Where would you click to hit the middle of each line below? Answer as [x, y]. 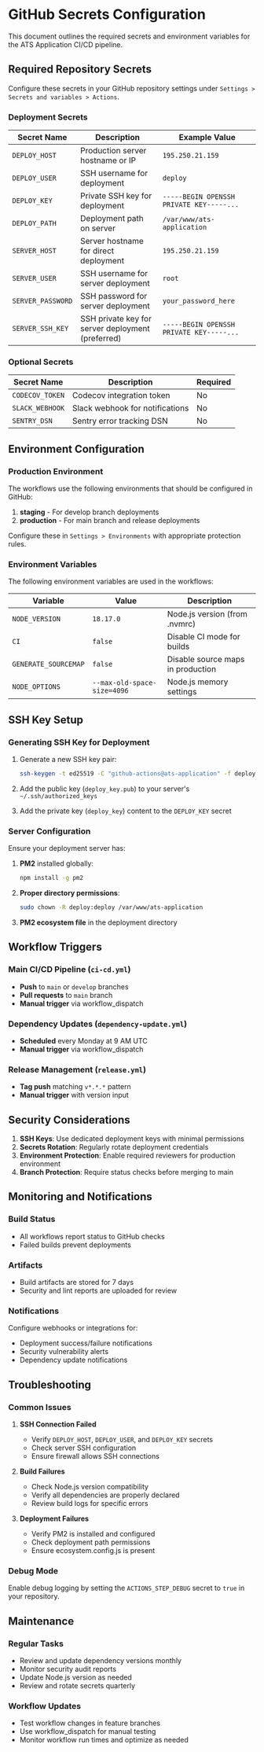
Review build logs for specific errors [90, 1503]
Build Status [32, 1219]
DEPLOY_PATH [35, 223]
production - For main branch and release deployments [110, 521]
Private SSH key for [116, 196]
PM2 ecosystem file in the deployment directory [99, 922]
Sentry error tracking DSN [120, 421]
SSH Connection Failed [58, 1424]
